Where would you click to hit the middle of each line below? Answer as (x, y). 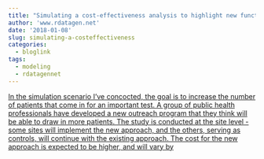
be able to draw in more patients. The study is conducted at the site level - (128, 121)
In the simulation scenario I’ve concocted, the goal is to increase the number (132, 96)
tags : (17, 60)
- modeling (33, 67)
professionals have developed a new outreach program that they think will (128, 113)
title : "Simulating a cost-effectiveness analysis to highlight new (123, 15)
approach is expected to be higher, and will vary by (91, 146)
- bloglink (33, 52)
